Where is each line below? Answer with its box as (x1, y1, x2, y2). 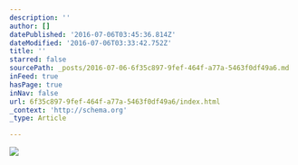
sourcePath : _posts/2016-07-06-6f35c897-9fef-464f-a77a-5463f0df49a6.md (9, 64, 290, 73)
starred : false (9, 55, 67, 64)
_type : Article (9, 114, 67, 123)
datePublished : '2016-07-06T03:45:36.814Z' (9, 30, 177, 39)
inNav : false (9, 88, 59, 97)
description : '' (9, 13, 71, 23)
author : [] (9, 22, 51, 31)
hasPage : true (9, 80, 63, 89)
